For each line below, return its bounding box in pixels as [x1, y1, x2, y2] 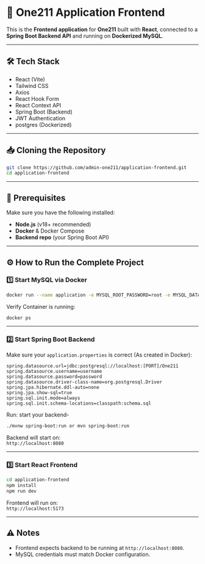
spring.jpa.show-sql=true [6, 389, 72, 396]
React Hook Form [15, 95, 59, 103]
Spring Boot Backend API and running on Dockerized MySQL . [6, 32, 164, 39]
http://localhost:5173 [6, 505, 64, 512]
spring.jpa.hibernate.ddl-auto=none [6, 384, 99, 390]
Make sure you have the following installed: [6, 209, 115, 216]
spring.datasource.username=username [6, 368, 103, 374]
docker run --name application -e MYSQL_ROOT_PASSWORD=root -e [6, 292, 171, 298]
